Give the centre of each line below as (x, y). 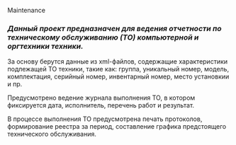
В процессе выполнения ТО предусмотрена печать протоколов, (105, 119)
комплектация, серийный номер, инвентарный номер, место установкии (118, 76)
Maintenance (27, 10)
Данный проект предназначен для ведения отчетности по (114, 28)
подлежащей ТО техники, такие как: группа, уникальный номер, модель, (118, 69)
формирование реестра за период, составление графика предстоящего (117, 127)
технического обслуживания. (52, 134)
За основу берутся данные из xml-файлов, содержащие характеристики (118, 62)
